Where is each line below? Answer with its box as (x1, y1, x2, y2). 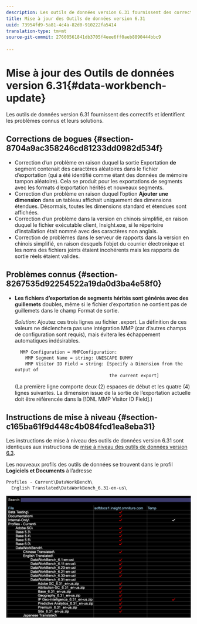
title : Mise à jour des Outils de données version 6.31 (6, 15, 145, 22)
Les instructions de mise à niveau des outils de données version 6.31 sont (6, 437, 184, 444)
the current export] (109, 373, 159, 378)
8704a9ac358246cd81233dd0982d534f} (6, 143, 163, 153)
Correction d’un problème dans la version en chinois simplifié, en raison (14, 215, 188, 222)
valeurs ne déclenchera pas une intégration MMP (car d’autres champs (14, 324, 186, 331)
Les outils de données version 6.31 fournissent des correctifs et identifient (6, 110, 185, 118)
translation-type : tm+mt (6, 28, 67, 34)
